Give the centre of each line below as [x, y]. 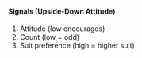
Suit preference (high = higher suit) [77, 46]
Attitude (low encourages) [62, 29]
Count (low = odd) [50, 37]
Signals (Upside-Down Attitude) [62, 11]
